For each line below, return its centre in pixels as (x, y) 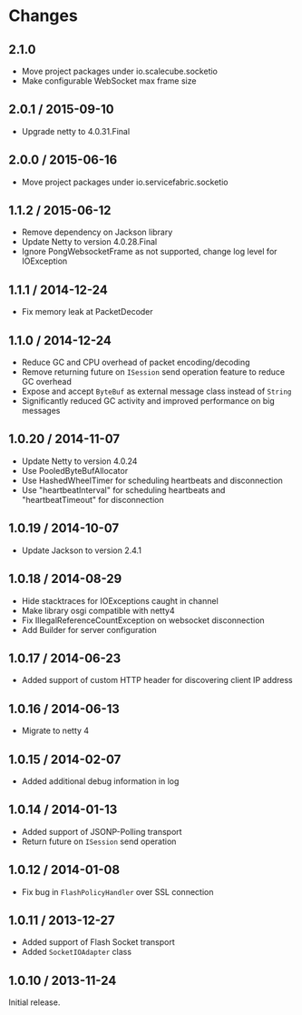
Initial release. (34, 1002)
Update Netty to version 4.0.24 (79, 461)
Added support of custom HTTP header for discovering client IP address (157, 680)
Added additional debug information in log (100, 781)
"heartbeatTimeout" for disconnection (93, 499)
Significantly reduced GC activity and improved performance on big (148, 401)
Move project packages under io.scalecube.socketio (120, 71)
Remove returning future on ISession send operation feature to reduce (153, 372)
